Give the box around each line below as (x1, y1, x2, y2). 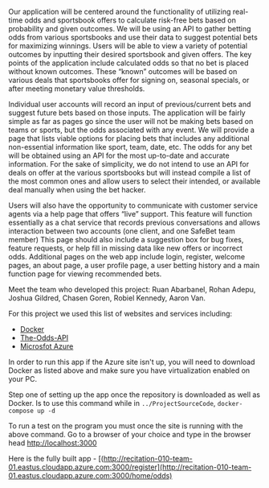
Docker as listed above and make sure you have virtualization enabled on (8, 366, 251, 375)
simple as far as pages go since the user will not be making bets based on (8, 117, 254, 126)
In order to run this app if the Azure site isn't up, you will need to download (8, 358, 255, 366)
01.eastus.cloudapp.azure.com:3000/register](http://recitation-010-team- (8, 462, 252, 472)
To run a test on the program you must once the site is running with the (8, 421, 243, 430)
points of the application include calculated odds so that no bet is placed (8, 58, 249, 68)
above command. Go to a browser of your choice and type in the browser (8, 430, 251, 439)
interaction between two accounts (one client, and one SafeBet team (8, 226, 235, 236)
